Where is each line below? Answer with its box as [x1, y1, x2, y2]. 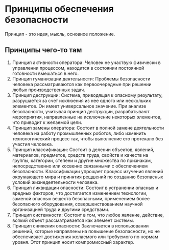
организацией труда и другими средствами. [12, 206, 109, 213]
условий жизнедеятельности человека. [12, 179, 99, 185]
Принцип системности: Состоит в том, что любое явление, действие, [12, 212, 164, 218]
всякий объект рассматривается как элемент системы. [12, 217, 134, 223]
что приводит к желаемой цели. [12, 119, 83, 126]
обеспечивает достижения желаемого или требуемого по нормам [12, 234, 159, 240]
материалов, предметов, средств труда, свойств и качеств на [12, 152, 149, 158]
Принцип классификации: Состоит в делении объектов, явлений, [12, 147, 155, 153]
